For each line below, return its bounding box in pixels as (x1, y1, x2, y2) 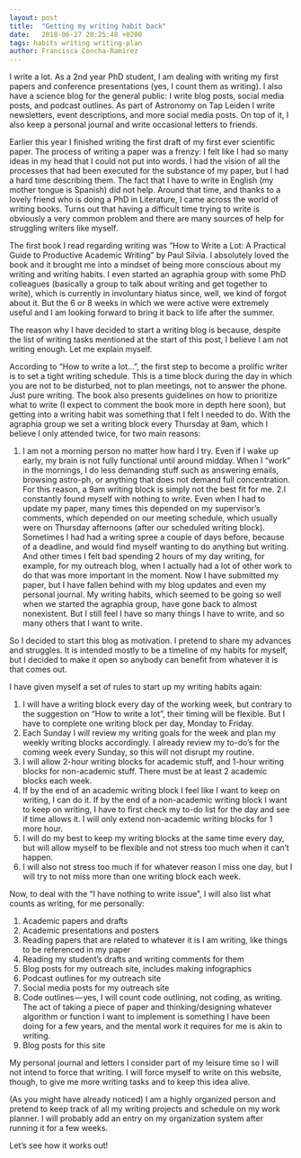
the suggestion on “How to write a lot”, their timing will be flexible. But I (22, 709, 286, 719)
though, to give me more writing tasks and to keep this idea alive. (9, 1077, 251, 1088)
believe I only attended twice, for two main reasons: (9, 429, 201, 439)
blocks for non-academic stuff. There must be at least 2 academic (22, 766, 268, 777)
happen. (22, 852, 54, 863)
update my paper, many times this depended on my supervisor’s (22, 503, 261, 514)
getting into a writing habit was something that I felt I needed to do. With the (9, 409, 291, 420)
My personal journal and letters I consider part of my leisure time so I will (9, 1057, 279, 1068)
